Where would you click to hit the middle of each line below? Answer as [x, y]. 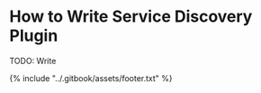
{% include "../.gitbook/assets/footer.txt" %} [91, 78]
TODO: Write [33, 60]
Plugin [34, 36]
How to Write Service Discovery [131, 17]
